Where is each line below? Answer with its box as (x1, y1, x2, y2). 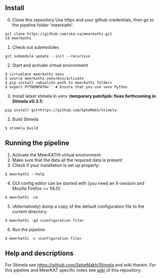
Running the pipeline (5, 139, 69, 147)
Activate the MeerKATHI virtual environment (12, 152, 101, 158)
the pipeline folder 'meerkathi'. (12, 22, 74, 28)
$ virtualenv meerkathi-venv (5, 72, 64, 77)
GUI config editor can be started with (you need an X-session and (12, 180, 145, 186)
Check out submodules (12, 44, 59, 50)
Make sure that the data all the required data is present (12, 157, 123, 163)
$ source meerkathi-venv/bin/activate (5, 76, 84, 81)
